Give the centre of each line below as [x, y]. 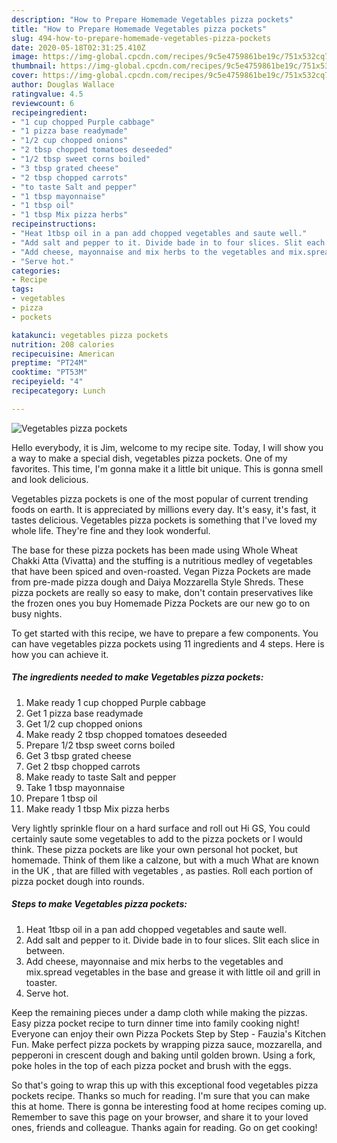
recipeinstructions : [54, 224]
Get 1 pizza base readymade [84, 713]
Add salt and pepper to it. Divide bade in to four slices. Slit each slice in [172, 940]
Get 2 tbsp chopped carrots [83, 766]
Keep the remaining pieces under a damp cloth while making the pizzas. [159, 1012]
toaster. [41, 982]
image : [25, 57]
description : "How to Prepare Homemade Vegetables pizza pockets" [152, 19]
